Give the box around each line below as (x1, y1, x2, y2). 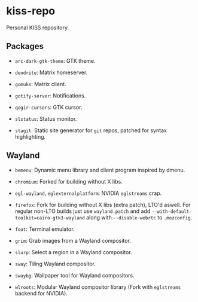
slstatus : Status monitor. (14, 115, 77, 122)
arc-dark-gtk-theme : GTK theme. (14, 57, 96, 64)
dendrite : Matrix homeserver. (14, 69, 88, 76)
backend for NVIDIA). (14, 289, 68, 297)
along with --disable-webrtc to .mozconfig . (86, 213, 193, 221)
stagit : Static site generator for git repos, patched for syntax (14, 127, 167, 134)
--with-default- (151, 208, 193, 215)
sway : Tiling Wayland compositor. (14, 260, 96, 267)
